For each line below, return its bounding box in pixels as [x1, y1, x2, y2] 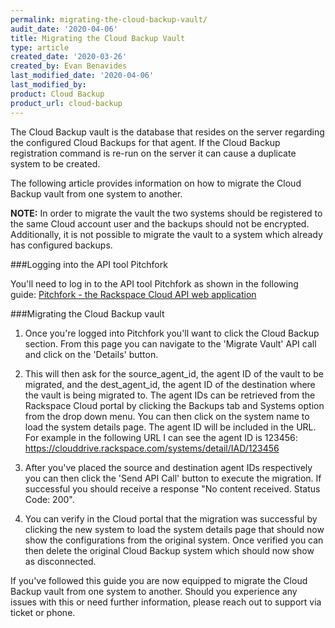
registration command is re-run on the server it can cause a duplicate [10, 147, 297, 159]
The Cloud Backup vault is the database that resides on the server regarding [10, 126, 325, 138]
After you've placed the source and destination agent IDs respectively [24, 461, 313, 473]
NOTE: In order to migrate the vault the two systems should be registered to [10, 207, 323, 219]
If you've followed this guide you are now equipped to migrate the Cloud [10, 574, 308, 586]
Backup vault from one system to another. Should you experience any [10, 585, 298, 597]
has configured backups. [10, 239, 113, 251]
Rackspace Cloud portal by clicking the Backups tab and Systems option [24, 399, 325, 411]
